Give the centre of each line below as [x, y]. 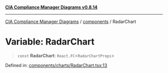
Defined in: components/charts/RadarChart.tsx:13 [56, 65]
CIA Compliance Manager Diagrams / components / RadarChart [71, 21]
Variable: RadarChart [50, 42]
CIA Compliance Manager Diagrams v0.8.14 [51, 7]
